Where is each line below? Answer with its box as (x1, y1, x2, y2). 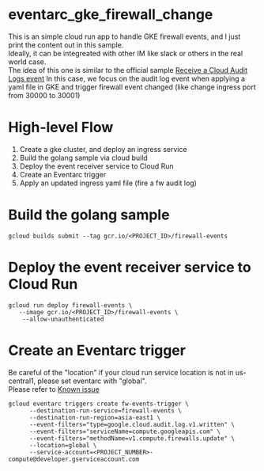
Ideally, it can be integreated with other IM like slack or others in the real (8, 48, 243, 58)
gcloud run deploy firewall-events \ (8, 301, 133, 310)
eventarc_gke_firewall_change (8, 6, 213, 24)
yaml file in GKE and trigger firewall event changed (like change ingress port (8, 82, 256, 92)
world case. (8, 57, 47, 66)
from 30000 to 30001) (8, 90, 81, 100)
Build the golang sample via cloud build (19, 153, 148, 162)
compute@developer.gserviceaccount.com (8, 455, 140, 463)
